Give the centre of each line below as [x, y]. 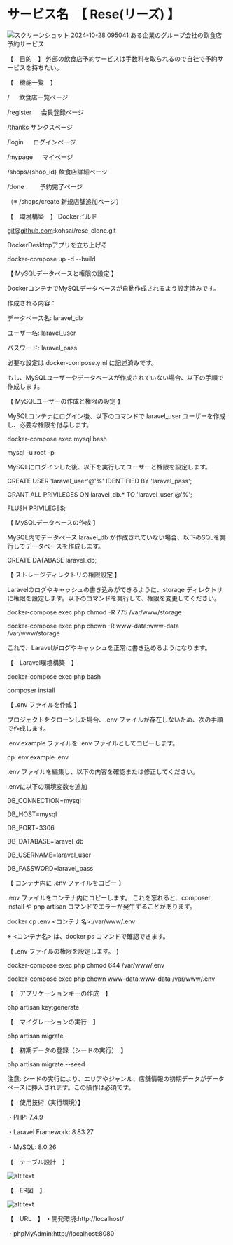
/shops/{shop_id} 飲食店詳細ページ [58, 172]
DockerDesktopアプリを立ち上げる [57, 245]
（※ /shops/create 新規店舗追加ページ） [65, 201]
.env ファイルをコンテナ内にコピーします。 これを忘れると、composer [109, 897]
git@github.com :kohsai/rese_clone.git [62, 230]
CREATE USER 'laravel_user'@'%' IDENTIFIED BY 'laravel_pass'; [100, 481]
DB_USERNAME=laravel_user [49, 855]
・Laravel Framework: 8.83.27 [51, 1131]
